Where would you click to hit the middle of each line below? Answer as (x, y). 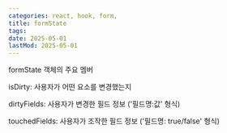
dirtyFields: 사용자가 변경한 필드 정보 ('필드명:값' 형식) (94, 104)
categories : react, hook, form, (63, 16)
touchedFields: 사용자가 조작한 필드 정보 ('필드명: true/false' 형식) (114, 121)
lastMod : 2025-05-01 (43, 46)
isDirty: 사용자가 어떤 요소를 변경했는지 (70, 87)
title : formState (38, 23)
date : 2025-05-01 (38, 38)
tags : (17, 31)
